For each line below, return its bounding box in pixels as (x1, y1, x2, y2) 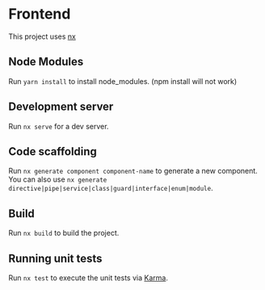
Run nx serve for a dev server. (8, 121, 109, 131)
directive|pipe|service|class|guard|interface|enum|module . (8, 183, 213, 193)
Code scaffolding (8, 145, 97, 158)
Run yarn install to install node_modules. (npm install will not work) (8, 76, 238, 86)
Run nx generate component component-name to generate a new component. (8, 166, 259, 176)
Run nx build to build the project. (8, 228, 120, 238)
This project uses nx (8, 32, 77, 41)
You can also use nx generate (8, 174, 107, 184)
